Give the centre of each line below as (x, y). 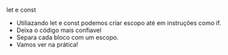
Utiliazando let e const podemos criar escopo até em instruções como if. (119, 23)
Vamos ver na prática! (47, 44)
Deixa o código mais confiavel (59, 30)
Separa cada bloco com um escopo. (67, 37)
